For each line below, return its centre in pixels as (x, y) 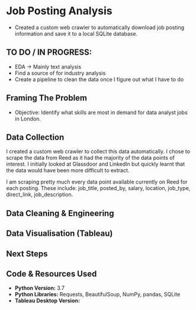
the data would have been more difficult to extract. (68, 170)
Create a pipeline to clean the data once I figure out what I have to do (99, 79)
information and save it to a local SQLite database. (76, 33)
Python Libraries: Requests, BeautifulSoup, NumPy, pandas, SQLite (97, 295)
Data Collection (35, 137)
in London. (28, 118)
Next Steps (27, 254)
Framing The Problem (47, 98)
